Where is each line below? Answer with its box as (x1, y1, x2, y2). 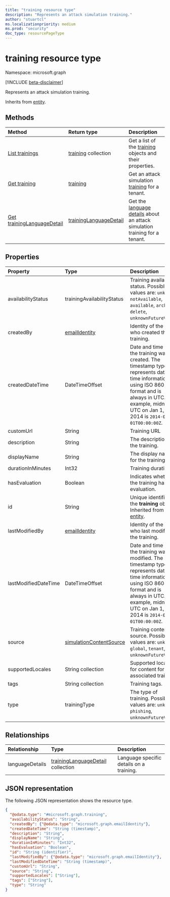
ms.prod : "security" (5, 26, 49, 31)
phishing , (130, 707, 153, 714)
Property (8, 267, 30, 275)
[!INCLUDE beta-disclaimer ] (5, 79, 63, 85)
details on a (117, 760, 145, 768)
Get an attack (129, 170, 161, 177)
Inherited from (130, 506, 164, 513)
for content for (130, 665, 164, 672)
